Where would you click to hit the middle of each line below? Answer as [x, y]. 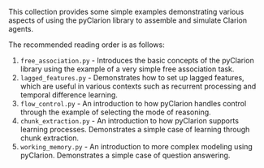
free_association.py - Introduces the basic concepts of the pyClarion [137, 60]
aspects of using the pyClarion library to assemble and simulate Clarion [128, 20]
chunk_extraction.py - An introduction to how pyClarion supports [130, 121]
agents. [21, 29]
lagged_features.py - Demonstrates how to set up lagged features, [132, 78]
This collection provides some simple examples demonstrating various [126, 12]
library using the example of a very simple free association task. [127, 69]
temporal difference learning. [69, 95]
